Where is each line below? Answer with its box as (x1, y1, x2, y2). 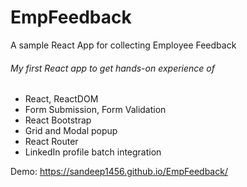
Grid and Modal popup (24, 125, 118, 137)
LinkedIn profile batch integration (24, 146, 162, 158)
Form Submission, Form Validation (24, 104, 167, 116)
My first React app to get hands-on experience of (10, 62, 215, 74)
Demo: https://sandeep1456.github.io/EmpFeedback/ (10, 166, 228, 178)
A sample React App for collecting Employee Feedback (10, 39, 237, 51)
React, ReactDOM (24, 93, 99, 105)
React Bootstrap (24, 114, 92, 126)
